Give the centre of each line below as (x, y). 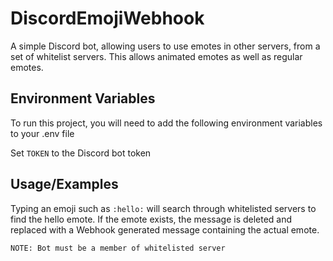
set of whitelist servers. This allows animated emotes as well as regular (156, 56)
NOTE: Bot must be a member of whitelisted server (118, 248)
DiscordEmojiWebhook (107, 18)
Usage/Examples (64, 184)
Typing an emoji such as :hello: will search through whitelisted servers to (163, 208)
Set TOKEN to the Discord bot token (81, 153)
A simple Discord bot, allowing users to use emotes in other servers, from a (165, 46)
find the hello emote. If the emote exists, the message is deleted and (151, 219)
